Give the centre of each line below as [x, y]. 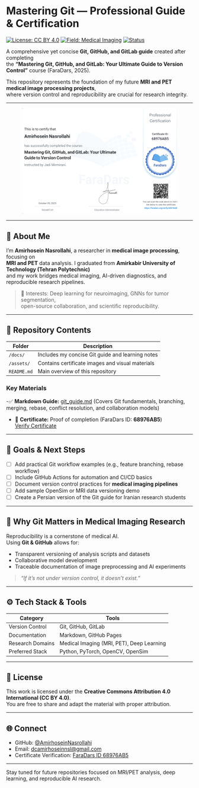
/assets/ [20, 363]
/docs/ [17, 355]
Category [32, 618]
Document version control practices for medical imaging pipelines [96, 484]
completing [20, 58]
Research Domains [32, 643]
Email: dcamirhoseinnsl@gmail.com [58, 749]
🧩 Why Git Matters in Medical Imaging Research [96, 522]
